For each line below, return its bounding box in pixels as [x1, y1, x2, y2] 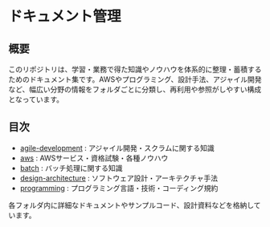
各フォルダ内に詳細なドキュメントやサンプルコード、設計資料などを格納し [8, 200, 255, 209]
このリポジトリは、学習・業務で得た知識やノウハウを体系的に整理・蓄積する [8, 65, 262, 74]
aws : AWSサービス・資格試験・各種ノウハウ [19, 153, 169, 163]
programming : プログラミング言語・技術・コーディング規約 [19, 183, 219, 193]
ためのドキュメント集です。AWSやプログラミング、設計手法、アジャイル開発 [8, 75, 263, 84]
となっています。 [8, 95, 64, 104]
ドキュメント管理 [8, 7, 122, 26]
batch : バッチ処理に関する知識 [19, 163, 123, 172]
